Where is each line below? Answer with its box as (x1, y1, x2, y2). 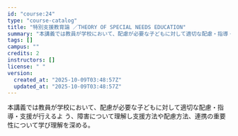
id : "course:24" (7, 10, 55, 18)
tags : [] (7, 37, 33, 44)
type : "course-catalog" (7, 17, 78, 24)
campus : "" (7, 43, 40, 50)
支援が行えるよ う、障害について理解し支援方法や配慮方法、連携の (19, 112, 214, 120)
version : (7, 69, 33, 76)
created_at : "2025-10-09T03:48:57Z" (13, 76, 122, 84)
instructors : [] (7, 57, 55, 64)
